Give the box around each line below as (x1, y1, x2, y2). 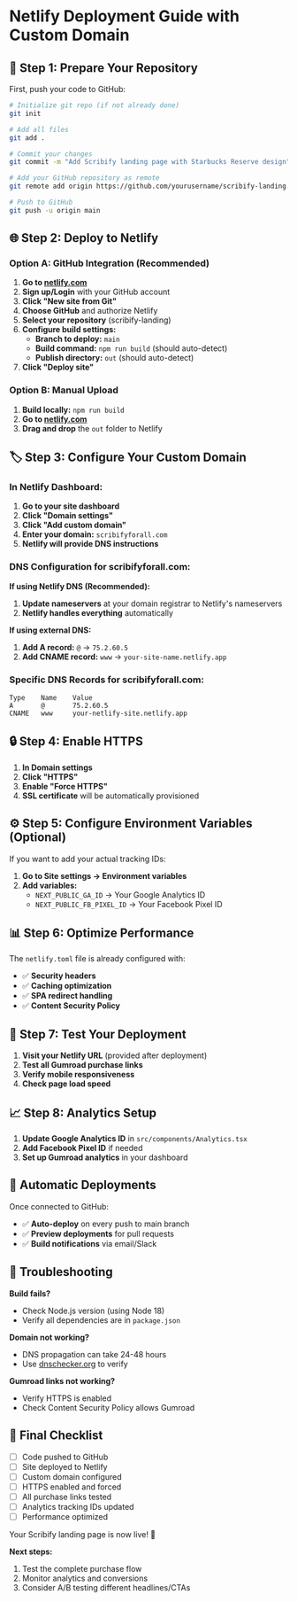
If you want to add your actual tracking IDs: (9, 853, 166, 864)
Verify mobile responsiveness (21, 1069, 135, 1080)
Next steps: (9, 1546, 53, 1557)
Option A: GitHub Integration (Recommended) (9, 257, 210, 269)
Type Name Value (9, 694, 93, 703)
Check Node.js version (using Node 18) (21, 1305, 165, 1316)
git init (9, 109, 42, 118)
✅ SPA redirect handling (21, 991, 113, 1001)
